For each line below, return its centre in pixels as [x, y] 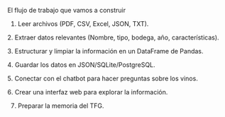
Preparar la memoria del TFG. [61, 106]
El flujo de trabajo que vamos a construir [67, 10]
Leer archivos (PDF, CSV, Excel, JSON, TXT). [83, 24]
